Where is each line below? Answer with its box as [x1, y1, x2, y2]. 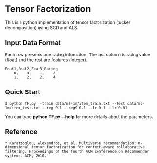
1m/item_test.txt [5, 105, 40, 110]
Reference [5, 127, 38, 136]
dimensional [5, 145, 29, 150]
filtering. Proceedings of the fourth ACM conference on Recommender [5, 149, 150, 154]
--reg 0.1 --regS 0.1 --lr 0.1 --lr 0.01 [42, 105, 128, 110]
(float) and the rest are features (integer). [5, 57, 88, 63]
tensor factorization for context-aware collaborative [31, 145, 145, 150]
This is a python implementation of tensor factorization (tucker [5, 19, 131, 25]
